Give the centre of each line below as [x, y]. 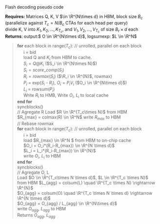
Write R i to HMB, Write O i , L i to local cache [66, 96]
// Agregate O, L [33, 172]
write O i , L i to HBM [42, 156]
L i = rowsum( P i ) [39, 90]
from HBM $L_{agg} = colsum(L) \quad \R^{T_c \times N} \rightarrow [86, 183]
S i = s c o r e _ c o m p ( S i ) [44, 70]
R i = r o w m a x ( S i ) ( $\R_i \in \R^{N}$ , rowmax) [68, 77]
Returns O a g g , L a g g [36, 216]
